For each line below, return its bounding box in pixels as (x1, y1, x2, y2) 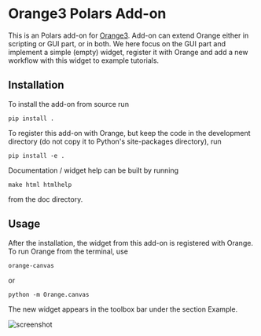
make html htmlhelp (8, 181, 72, 188)
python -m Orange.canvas (8, 290, 90, 298)
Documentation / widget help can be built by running (8, 166, 179, 175)
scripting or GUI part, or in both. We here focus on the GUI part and (8, 38, 226, 48)
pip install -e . (8, 152, 65, 159)
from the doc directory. (8, 194, 83, 204)
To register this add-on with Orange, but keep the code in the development (8, 128, 251, 137)
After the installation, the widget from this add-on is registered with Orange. (8, 238, 254, 247)
